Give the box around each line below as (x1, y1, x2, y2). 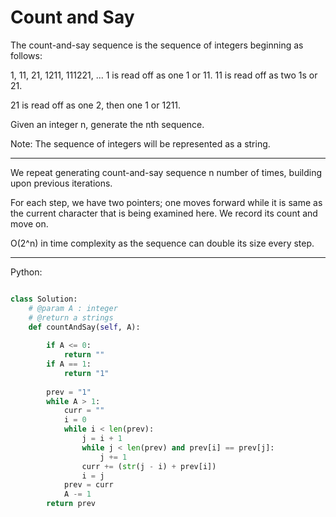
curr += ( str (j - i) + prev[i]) (81, 461, 217, 471)
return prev (46, 499, 97, 509)
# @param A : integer (28, 303, 118, 313)
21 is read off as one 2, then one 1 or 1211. (10, 99, 182, 111)
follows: (10, 49, 43, 61)
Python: (10, 266, 43, 278)
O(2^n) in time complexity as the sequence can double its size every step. (10, 237, 315, 249)
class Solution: (10, 294, 78, 304)
